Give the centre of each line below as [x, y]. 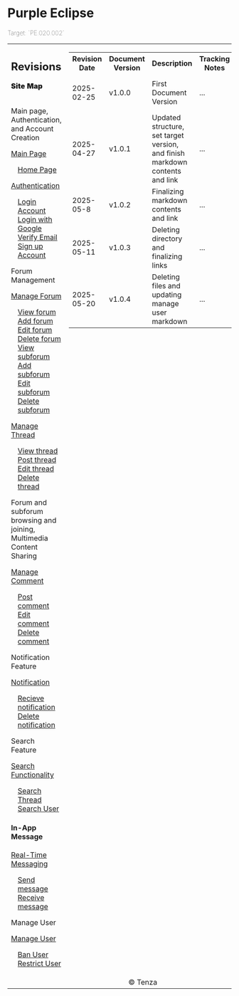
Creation [26, 138]
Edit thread [36, 469]
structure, [168, 126]
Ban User [33, 955]
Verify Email [38, 238]
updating [167, 295]
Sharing [24, 556]
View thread [38, 451]
